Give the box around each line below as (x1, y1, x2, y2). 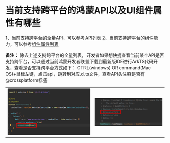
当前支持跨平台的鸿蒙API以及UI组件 (5, 5, 153, 16)
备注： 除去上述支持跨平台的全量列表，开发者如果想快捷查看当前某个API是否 (5, 52, 164, 58)
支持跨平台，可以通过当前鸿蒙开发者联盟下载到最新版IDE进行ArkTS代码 (5, 58, 154, 64)
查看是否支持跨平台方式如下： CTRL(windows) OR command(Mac (14, 64, 151, 71)
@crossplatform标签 (5, 77, 48, 83)
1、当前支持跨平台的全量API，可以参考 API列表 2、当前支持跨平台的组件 (5, 35, 154, 41)
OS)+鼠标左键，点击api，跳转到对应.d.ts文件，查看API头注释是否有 (5, 71, 145, 77)
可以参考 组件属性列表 (14, 41, 59, 47)
